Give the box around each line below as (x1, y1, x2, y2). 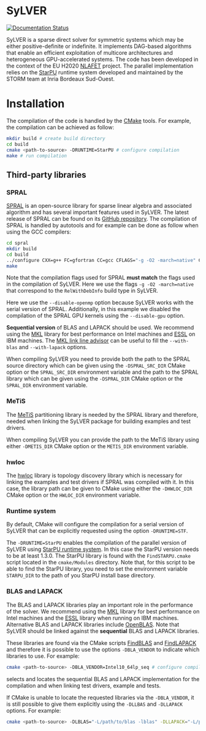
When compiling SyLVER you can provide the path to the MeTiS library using (6, 436, 199, 443)
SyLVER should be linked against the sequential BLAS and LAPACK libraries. (6, 627, 199, 634)
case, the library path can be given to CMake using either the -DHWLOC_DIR (6, 485, 193, 492)
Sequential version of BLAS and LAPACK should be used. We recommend (6, 324, 194, 331)
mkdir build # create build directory (6, 135, 105, 141)
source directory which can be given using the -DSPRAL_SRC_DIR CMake (6, 362, 186, 369)
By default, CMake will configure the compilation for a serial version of (6, 521, 185, 528)
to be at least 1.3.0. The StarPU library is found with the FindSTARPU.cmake (6, 552, 191, 559)
